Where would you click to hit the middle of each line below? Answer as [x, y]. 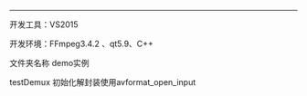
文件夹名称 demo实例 [49, 63]
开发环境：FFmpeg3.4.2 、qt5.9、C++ [81, 43]
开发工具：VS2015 [44, 24]
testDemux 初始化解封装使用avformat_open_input [103, 82]
